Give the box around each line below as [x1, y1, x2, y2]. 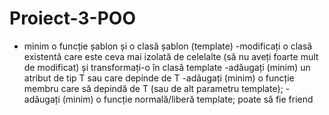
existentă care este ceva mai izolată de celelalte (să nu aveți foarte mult [23, 50, 319, 62]
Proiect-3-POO [9, 7, 136, 30]
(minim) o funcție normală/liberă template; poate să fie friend [62, 93, 314, 105]
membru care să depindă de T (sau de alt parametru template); [23, 82, 284, 94]
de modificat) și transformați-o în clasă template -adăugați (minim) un [23, 61, 311, 73]
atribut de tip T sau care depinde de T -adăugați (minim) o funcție [23, 72, 295, 84]
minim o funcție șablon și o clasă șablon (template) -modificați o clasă [23, 40, 313, 52]
